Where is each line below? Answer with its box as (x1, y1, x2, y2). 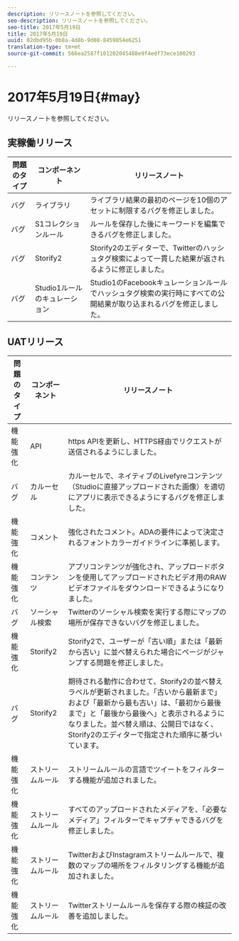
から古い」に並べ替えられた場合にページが (68, 647, 211, 657)
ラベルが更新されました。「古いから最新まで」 (68, 687, 222, 697)
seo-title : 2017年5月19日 (7, 23, 81, 31)
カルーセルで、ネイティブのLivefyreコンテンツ (68, 471, 223, 481)
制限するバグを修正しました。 (118, 206, 219, 216)
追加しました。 (82, 911, 133, 921)
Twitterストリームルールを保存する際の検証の (68, 900, 219, 910)
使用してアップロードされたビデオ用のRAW (82, 573, 227, 583)
